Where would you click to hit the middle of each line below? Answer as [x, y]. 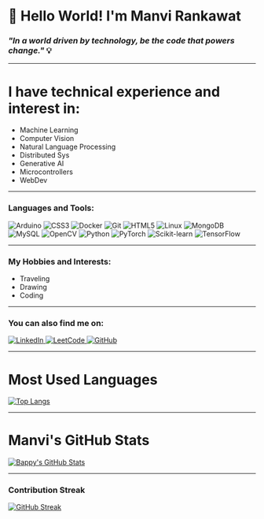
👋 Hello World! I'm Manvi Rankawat [125, 16]
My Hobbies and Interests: [60, 261]
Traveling [35, 279]
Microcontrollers [46, 172]
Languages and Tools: [51, 208]
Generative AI [42, 164]
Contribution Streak [47, 490]
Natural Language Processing [68, 147]
